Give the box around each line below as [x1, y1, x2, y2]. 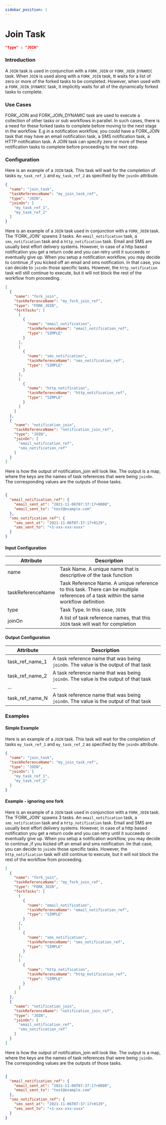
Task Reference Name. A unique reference [60, 580, 159, 587]
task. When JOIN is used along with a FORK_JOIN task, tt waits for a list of [5, 73, 151, 79]
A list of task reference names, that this [60, 614, 151, 621]
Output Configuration [5, 634, 50, 640]
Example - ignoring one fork [5, 798, 64, 804]
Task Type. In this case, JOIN [60, 606, 126, 613]
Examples [5, 713, 30, 720]
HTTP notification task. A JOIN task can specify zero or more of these [5, 139, 147, 145]
